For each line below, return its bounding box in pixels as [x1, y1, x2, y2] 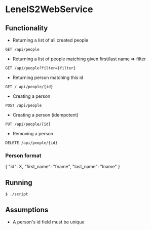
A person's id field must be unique [12, 219, 85, 225]
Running [5, 178, 33, 187]
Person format [5, 152, 42, 159]
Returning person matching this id [12, 74, 84, 81]
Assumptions [5, 205, 49, 214]
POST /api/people [5, 103, 42, 108]
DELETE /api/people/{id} [5, 140, 58, 145]
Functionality [5, 24, 48, 32]
